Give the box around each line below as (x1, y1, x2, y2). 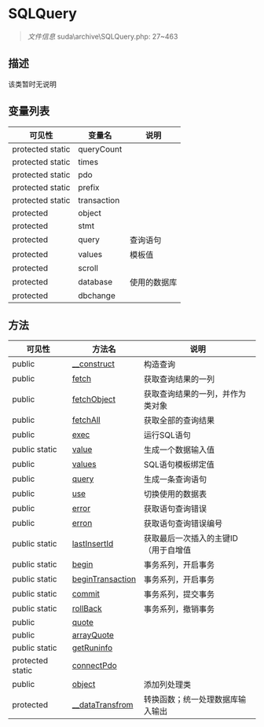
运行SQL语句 (143, 430, 191, 441)
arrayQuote (71, 630, 114, 641)
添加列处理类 (143, 679, 191, 690)
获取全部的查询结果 (143, 415, 214, 426)
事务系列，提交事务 (143, 589, 214, 600)
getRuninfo (71, 642, 113, 653)
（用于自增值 (143, 545, 191, 556)
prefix (78, 182, 100, 193)
